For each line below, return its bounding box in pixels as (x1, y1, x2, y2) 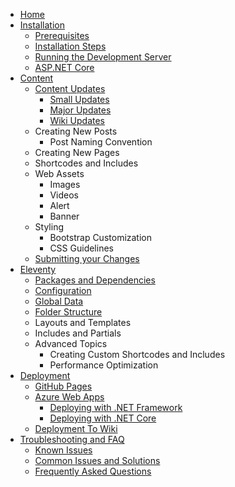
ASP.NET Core (34, 62, 95, 73)
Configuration (34, 285, 92, 296)
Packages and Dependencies (34, 274, 156, 286)
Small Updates (49, 94, 110, 105)
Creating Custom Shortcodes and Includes (49, 349, 226, 360)
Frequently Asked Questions (34, 465, 152, 477)
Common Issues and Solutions (34, 455, 161, 466)
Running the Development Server (34, 51, 172, 63)
